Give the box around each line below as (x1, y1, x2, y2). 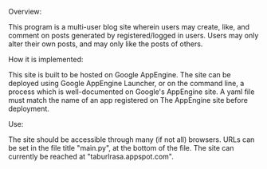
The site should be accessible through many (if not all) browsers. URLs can (8, 135, 255, 144)
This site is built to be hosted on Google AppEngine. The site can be (8, 70, 231, 79)
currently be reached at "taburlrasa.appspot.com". (8, 151, 174, 161)
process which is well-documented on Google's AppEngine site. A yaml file (8, 87, 255, 96)
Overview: (8, 7, 42, 16)
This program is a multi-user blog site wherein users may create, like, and (8, 22, 249, 31)
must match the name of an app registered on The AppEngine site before (8, 96, 249, 104)
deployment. (8, 104, 49, 113)
